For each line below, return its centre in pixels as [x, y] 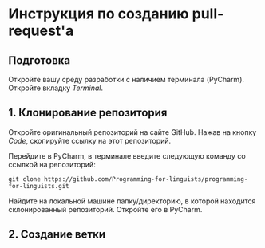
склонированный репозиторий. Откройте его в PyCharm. [105, 209]
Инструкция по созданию [99, 14]
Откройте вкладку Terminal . [56, 88]
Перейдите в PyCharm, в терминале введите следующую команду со [127, 155]
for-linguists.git [39, 186]
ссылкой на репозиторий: [52, 164]
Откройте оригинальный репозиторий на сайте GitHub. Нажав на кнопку [132, 132]
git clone [25, 179]
